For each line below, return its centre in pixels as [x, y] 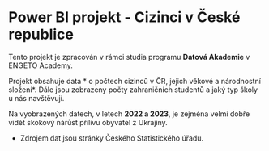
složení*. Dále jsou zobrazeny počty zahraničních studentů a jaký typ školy [133, 90]
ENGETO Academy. [41, 65]
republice [41, 34]
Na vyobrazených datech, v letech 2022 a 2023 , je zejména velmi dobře [129, 114]
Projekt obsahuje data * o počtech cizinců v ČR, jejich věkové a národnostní [135, 81]
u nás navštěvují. [36, 98]
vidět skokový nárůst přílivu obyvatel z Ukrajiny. [88, 122]
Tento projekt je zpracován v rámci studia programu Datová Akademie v [129, 57]
